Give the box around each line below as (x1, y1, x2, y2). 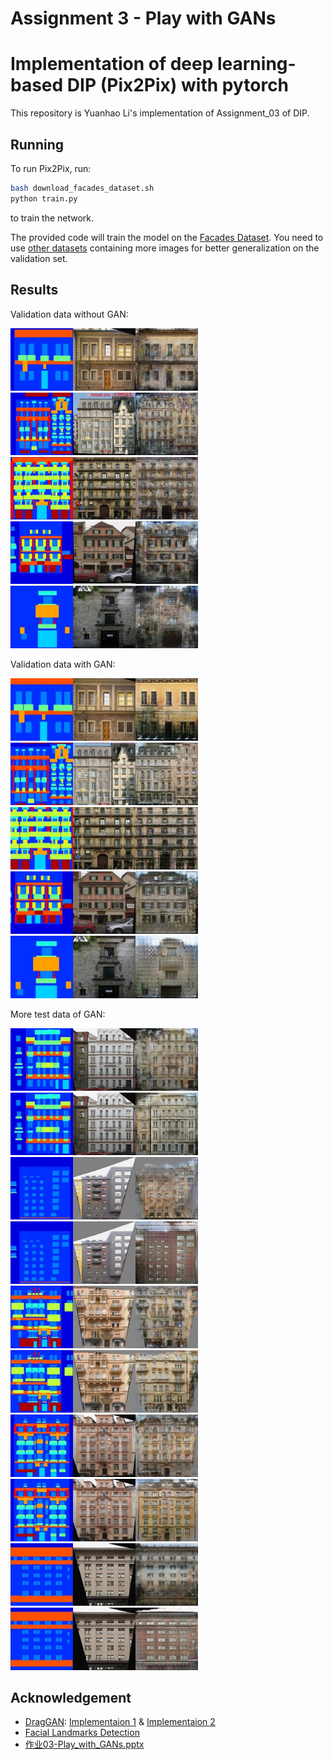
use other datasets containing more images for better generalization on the (10, 242, 320, 254)
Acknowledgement (10, 1689, 132, 1706)
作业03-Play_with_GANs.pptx (24, 1738, 145, 1751)
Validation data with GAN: (10, 658, 116, 670)
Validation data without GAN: (10, 308, 129, 320)
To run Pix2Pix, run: (10, 162, 92, 174)
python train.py (10, 193, 78, 204)
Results (10, 282, 59, 299)
